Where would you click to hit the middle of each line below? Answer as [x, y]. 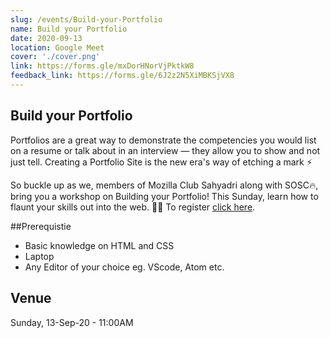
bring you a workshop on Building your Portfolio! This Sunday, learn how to [164, 196]
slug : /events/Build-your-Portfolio [86, 19]
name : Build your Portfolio [69, 29]
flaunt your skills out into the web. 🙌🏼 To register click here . [133, 207]
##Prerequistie [41, 226]
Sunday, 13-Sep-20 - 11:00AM [72, 322]
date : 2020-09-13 [46, 38]
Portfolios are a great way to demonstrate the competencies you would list [163, 140]
